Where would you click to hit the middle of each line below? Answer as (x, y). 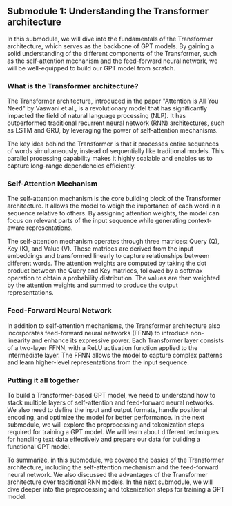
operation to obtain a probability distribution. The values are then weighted (113, 278)
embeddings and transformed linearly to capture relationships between (108, 256)
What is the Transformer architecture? (73, 86)
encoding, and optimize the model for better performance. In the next (106, 417)
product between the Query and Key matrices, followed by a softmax (105, 271)
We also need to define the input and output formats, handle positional (107, 410)
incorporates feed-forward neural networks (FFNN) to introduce (98, 333)
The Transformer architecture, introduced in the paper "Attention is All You (113, 101)
